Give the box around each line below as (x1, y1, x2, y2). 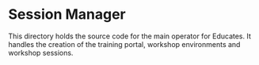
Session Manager (8, 5, 127, 23)
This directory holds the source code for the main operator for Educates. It (8, 31, 252, 41)
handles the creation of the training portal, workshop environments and (8, 39, 241, 49)
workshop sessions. (8, 48, 74, 57)
